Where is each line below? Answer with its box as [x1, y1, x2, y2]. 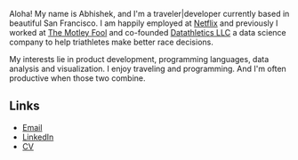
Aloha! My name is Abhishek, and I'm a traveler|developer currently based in [9, 9, 290, 19]
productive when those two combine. [9, 73, 146, 84]
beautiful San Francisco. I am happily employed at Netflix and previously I [9, 18, 278, 28]
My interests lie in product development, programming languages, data [9, 54, 270, 64]
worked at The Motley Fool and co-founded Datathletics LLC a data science [9, 28, 286, 37]
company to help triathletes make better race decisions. [9, 36, 213, 47]
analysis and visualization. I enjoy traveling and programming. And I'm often [9, 63, 286, 74]
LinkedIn [21, 132, 54, 142]
